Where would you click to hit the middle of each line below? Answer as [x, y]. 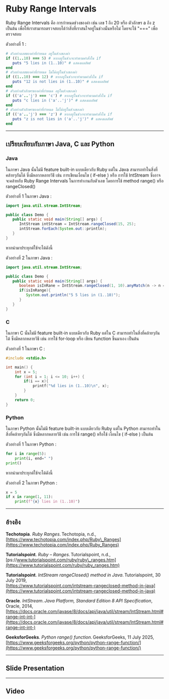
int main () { [19, 367]
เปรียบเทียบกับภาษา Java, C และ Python [60, 144]
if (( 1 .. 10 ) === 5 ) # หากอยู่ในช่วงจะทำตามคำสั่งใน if [53, 58]
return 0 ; [25, 400]
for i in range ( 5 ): [26, 454]
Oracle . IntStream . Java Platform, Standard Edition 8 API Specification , [79, 601]
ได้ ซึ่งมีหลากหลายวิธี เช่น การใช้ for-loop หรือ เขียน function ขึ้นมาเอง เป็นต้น [72, 338]
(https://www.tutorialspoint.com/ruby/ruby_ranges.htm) [63, 565]
